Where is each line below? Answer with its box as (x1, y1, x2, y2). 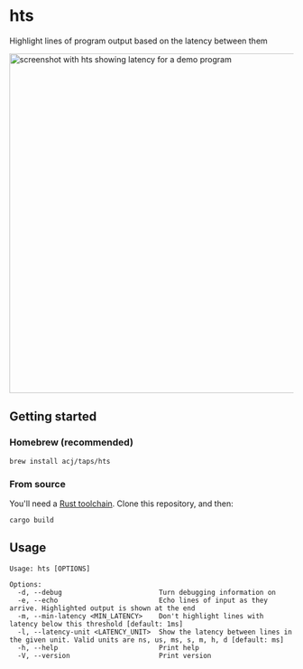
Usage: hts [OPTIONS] (9, 564, 91, 573)
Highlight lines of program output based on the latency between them (9, 35, 268, 46)
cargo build (9, 515, 54, 524)
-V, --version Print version (17, 651, 212, 660)
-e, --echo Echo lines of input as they (17, 596, 269, 605)
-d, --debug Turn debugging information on (17, 588, 277, 597)
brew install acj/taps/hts (9, 457, 111, 466)
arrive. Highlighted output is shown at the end (9, 603, 196, 613)
